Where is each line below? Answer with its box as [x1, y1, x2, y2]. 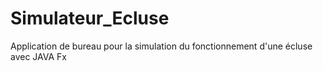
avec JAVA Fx [10, 50, 67, 62]
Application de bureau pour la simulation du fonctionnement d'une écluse [10, 40, 313, 52]
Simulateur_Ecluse [10, 7, 170, 30]
